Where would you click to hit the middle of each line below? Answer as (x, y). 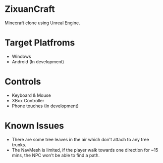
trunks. (19, 145)
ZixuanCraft (30, 9)
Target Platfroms (40, 43)
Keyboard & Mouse (31, 95)
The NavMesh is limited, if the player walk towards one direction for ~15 (85, 150)
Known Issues (34, 126)
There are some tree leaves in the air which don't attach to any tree (80, 139)
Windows (21, 56)
